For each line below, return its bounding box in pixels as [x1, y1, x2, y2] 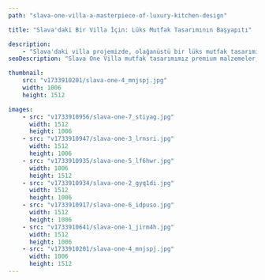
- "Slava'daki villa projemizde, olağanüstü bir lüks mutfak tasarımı [22, 47, 259, 55]
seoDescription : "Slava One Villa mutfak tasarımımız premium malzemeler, [8, 55, 259, 63]
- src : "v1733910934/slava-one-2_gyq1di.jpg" [22, 179, 175, 187]
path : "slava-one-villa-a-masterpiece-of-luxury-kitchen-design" [8, 11, 227, 20]
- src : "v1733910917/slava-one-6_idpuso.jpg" [22, 201, 175, 210]
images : [8, 105, 34, 113]
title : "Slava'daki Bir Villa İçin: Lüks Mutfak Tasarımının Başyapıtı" [8, 25, 252, 34]
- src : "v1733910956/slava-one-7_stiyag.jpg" [22, 112, 175, 121]
